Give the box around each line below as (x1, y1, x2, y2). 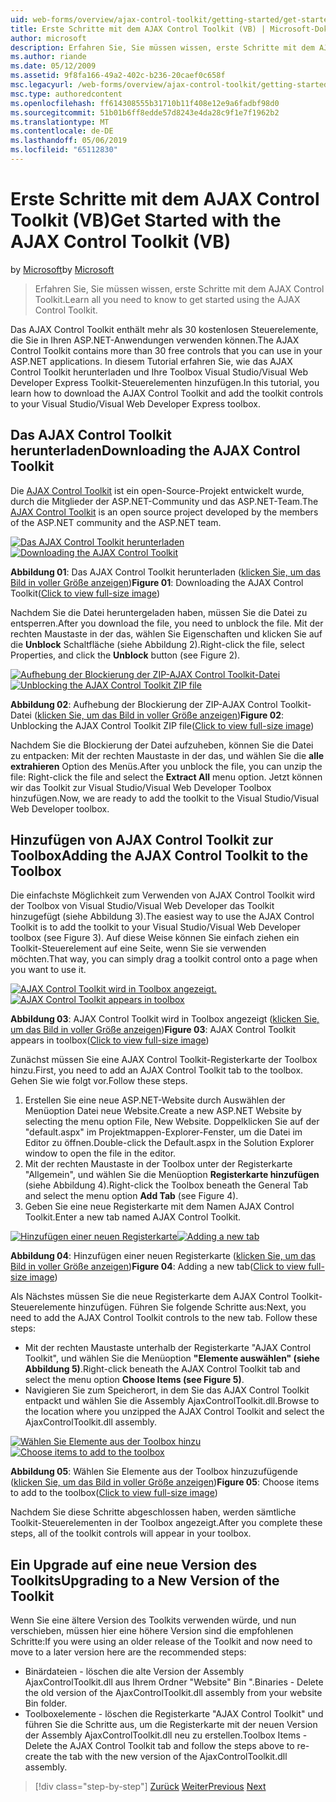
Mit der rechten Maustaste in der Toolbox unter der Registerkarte (24, 1158, 293, 1170)
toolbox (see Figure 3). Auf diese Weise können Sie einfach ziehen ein (10, 932, 300, 944)
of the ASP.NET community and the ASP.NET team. (10, 516, 222, 528)
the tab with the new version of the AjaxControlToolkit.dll (53, 1751, 288, 1763)
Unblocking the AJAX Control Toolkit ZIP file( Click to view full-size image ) (10, 719, 315, 731)
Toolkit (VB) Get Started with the (10, 209, 282, 232)
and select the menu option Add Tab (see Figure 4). (24, 1190, 239, 1202)
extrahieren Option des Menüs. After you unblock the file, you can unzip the (10, 760, 323, 772)
